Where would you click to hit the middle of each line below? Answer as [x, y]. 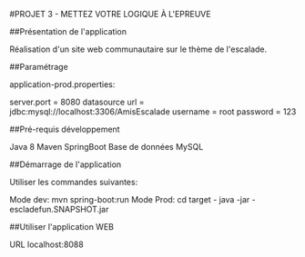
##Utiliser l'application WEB [61, 227]
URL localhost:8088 [46, 244]
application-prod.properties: [62, 84]
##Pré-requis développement [65, 129]
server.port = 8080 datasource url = [77, 102]
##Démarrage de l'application [66, 164]
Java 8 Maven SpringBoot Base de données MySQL [107, 147]
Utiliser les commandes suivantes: [74, 182]
